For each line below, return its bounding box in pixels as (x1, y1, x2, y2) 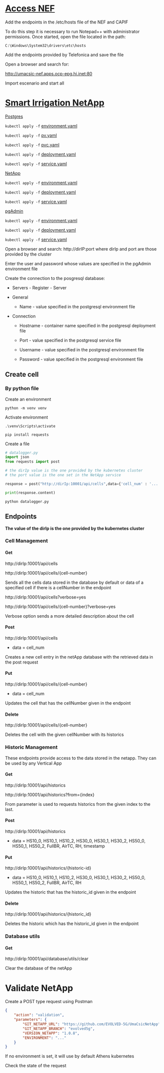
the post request (5, 659, 39, 665)
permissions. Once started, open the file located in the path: (5, 34, 126, 40)
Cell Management (5, 537, 48, 544)
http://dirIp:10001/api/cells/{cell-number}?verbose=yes (5, 603, 116, 609)
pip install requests (5, 432, 49, 437)
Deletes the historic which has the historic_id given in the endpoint (5, 921, 139, 926)
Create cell (5, 370, 39, 379)
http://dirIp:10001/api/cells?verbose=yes (5, 594, 86, 600)
